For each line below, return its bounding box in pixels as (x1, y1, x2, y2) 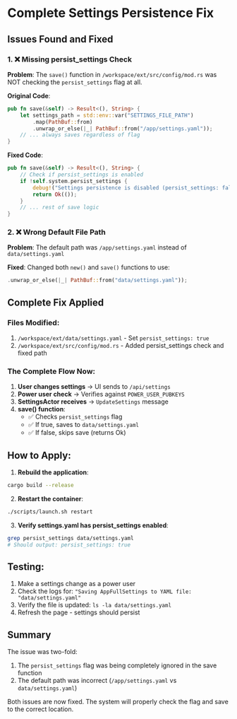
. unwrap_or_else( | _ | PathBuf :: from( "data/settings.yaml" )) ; (7, 277, 188, 284)
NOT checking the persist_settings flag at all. (7, 78, 142, 86)
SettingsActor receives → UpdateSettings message (17, 397, 169, 406)
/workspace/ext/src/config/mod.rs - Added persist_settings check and (17, 341, 224, 349)
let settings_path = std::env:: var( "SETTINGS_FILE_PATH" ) (20, 112, 194, 119)
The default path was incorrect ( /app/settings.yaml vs (17, 677, 177, 685)
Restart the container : (17, 494, 83, 503)
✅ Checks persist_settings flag (28, 412, 123, 421)
